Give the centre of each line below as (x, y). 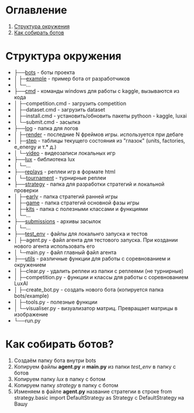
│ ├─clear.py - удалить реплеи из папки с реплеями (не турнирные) (99, 271)
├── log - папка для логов (46, 128)
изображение (31, 314)
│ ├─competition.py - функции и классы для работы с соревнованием (101, 277)
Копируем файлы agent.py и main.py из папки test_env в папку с (95, 366)
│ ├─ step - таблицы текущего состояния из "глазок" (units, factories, (99, 140)
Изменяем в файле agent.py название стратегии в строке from (93, 391)
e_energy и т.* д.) (35, 147)
